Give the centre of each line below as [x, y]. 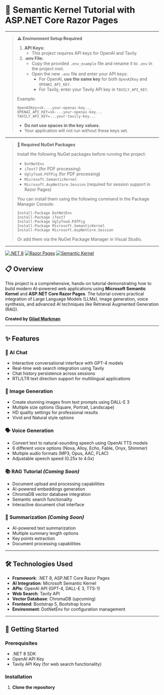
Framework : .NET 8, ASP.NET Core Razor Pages [61, 578]
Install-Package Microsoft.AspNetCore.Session [65, 230]
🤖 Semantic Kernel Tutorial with [70, 10]
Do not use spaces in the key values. [62, 125]
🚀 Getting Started [32, 629]
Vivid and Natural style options [43, 417]
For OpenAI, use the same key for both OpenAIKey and [93, 79]
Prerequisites [21, 643]
